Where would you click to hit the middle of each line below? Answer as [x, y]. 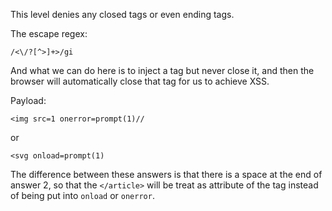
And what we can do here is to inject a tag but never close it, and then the [162, 70]
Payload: [28, 100]
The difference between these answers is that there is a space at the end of [166, 174]
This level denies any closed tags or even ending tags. [122, 14]
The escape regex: [49, 33]
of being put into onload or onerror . [82, 195]
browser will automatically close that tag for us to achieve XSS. [140, 81]
